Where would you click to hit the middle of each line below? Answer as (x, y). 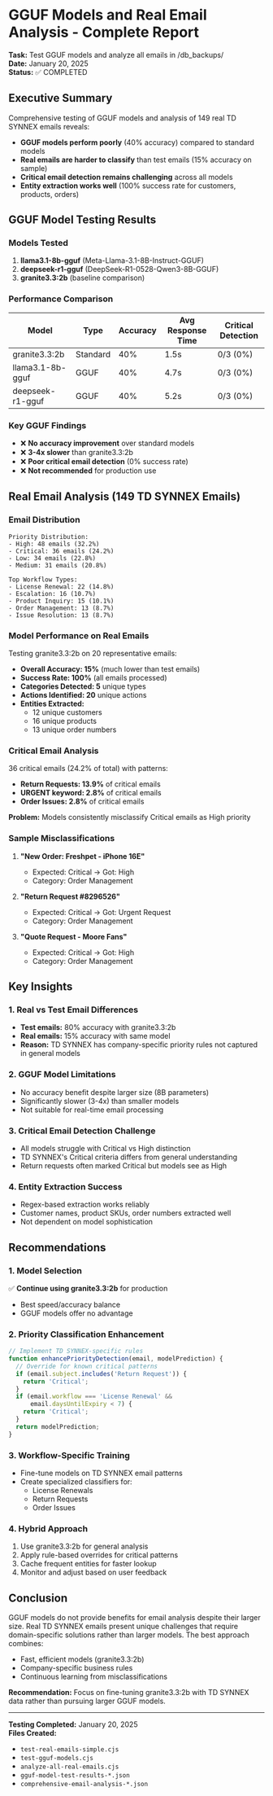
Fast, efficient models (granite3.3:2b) (82, 1659)
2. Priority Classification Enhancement (87, 1334)
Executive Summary (61, 98)
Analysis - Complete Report (104, 32)
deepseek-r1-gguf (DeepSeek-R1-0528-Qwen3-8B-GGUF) (119, 269)
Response (187, 330)
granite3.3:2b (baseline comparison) (82, 278)
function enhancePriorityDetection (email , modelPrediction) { (116, 1359)
